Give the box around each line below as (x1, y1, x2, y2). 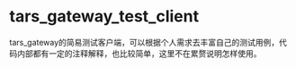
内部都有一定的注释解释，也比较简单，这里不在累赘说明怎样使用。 (16, 47, 262, 59)
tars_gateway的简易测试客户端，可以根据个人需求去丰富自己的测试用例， (9, 37, 280, 47)
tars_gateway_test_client (9, 6, 200, 27)
